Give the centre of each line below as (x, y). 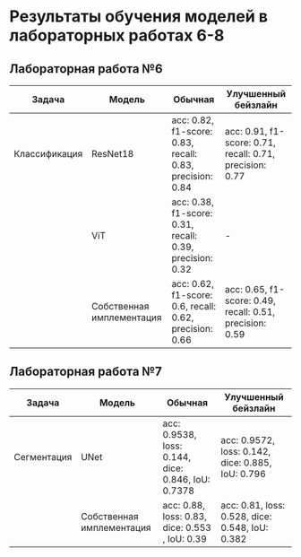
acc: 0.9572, (248, 440)
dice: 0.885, (246, 462)
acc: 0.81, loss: (253, 505)
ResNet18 (112, 154)
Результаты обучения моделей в (139, 17)
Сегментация (43, 457)
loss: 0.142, (246, 451)
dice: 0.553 (187, 527)
